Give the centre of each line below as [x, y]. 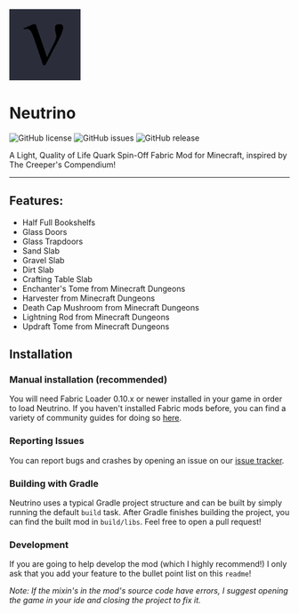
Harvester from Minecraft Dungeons [89, 298]
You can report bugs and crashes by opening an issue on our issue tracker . [147, 460]
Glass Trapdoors [53, 241]
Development [39, 545]
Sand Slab [41, 250]
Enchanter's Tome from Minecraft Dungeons [104, 288]
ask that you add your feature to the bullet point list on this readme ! [130, 574]
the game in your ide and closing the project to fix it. [105, 601]
